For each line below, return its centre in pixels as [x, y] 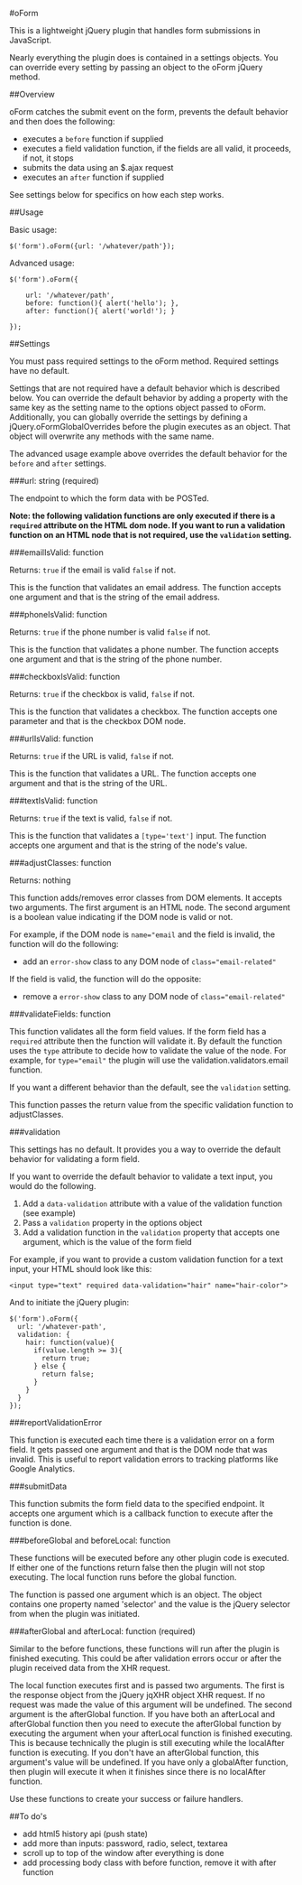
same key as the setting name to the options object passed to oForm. [137, 407]
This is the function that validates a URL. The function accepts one [133, 774]
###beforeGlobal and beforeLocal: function [90, 1540]
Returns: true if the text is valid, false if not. [91, 818]
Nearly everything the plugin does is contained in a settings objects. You [144, 57]
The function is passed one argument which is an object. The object [136, 1594]
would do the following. [53, 1186]
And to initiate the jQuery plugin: [69, 1302]
